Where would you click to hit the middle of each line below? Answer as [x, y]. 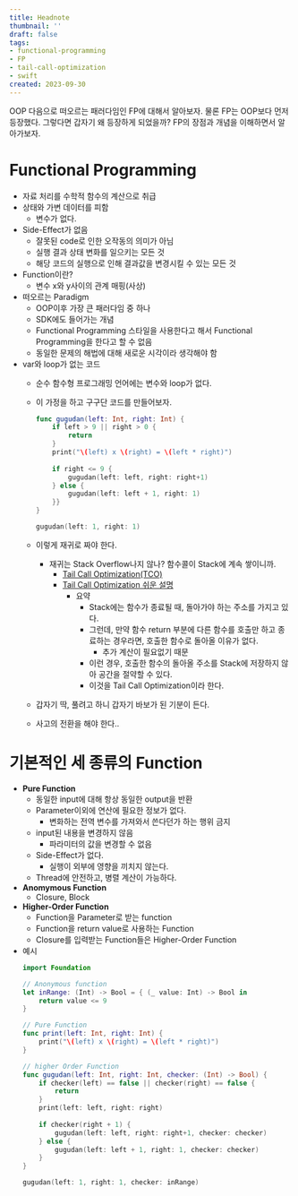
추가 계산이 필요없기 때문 [146, 651]
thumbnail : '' [36, 26]
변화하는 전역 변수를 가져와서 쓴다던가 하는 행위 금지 [140, 822]
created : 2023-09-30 [48, 84]
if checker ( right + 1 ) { [85, 1124]
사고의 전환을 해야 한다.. [77, 723]
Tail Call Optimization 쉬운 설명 [118, 584]
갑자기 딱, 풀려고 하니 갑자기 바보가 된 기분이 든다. [123, 704]
